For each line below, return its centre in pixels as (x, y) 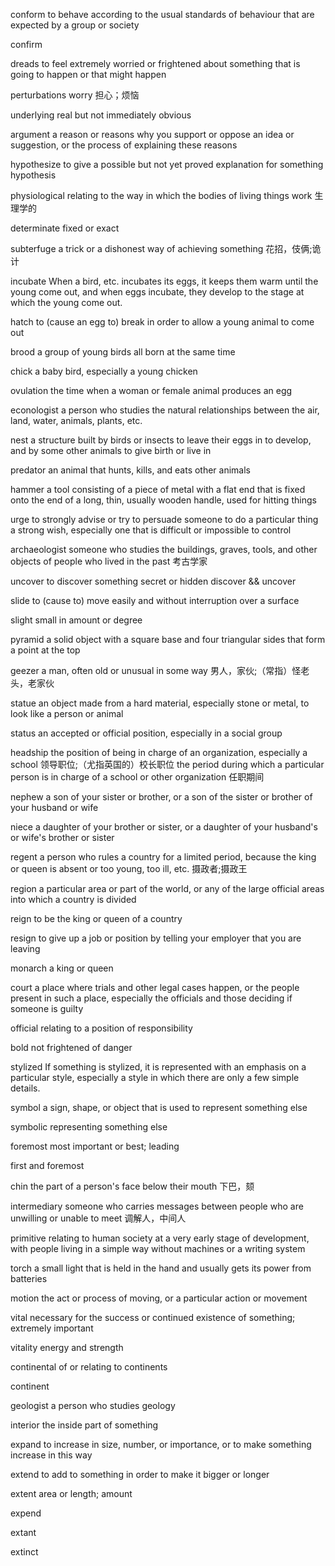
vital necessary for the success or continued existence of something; (153, 1317)
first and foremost (47, 1165)
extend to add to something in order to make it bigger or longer (140, 1474)
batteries (29, 1278)
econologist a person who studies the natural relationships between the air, (165, 410)
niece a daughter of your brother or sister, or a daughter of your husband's (164, 827)
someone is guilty (47, 1008)
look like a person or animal (67, 713)
